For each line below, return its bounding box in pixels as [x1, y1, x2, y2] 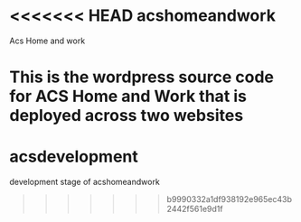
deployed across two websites [9, 106, 244, 126]
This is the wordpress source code [9, 67, 274, 88]
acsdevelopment [9, 146, 138, 167]
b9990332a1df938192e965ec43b [166, 194, 292, 205]
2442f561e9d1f [166, 204, 223, 215]
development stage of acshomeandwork [9, 177, 160, 188]
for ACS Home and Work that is [9, 87, 247, 106]
